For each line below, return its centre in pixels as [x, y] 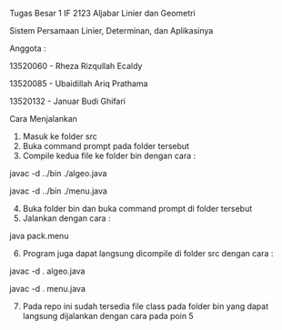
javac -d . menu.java [48, 289]
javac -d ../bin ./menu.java [58, 191]
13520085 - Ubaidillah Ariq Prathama [79, 84]
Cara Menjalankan [43, 119]
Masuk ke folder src [60, 136]
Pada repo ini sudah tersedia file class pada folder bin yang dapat [146, 306]
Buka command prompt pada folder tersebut [106, 146]
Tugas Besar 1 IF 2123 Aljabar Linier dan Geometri [102, 13]
